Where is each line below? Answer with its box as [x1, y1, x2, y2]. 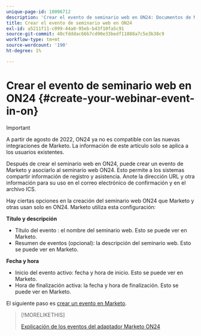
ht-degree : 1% [6, 48, 42, 54]
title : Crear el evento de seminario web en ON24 [6, 20, 133, 26]
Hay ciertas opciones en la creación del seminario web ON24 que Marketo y [6, 197, 194, 204]
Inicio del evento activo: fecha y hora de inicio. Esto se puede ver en [14, 269, 184, 276]
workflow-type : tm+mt [6, 37, 60, 43]
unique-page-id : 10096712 [6, 8, 71, 15]
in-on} [6, 104, 39, 117]
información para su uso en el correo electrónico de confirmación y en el [6, 179, 186, 186]
